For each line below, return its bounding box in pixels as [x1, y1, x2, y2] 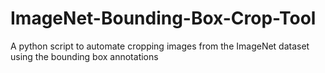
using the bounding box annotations [10, 50, 159, 62]
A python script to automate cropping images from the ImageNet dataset [10, 40, 310, 52]
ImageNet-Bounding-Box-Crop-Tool [10, 7, 317, 30]
